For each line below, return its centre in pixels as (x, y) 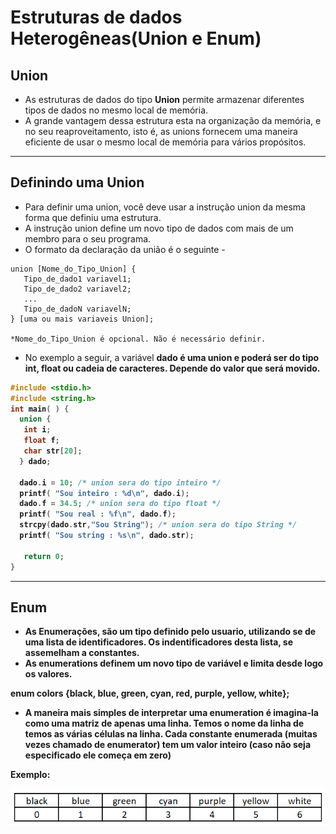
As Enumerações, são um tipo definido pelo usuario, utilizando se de (170, 632)
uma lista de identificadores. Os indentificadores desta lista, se (159, 642)
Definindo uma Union (77, 182)
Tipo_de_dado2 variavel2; (77, 289)
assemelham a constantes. (82, 653)
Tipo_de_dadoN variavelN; (77, 309)
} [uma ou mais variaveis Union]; (82, 319)
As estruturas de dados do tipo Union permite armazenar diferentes (164, 99)
